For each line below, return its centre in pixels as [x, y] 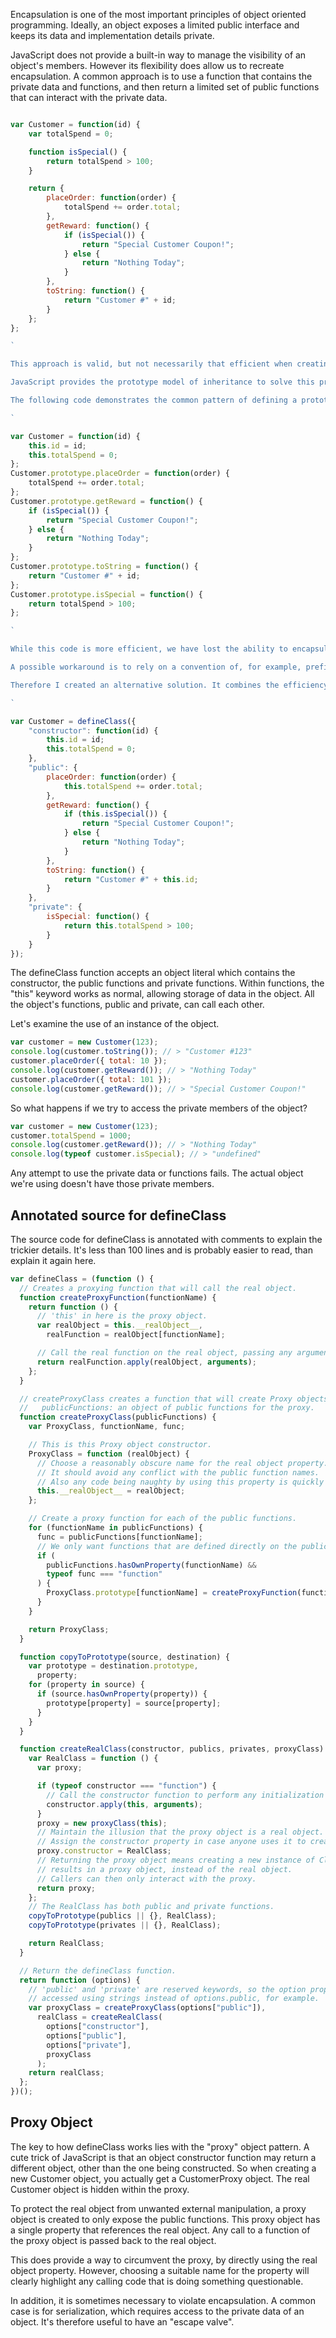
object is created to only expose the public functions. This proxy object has [165, 2219]
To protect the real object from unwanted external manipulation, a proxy [158, 2208]
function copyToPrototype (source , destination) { [124, 1657]
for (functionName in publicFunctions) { [115, 1528]
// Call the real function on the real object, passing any [164, 1353]
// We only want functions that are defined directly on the [167, 1546]
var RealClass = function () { [93, 1759]
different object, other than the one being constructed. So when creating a [163, 2168]
